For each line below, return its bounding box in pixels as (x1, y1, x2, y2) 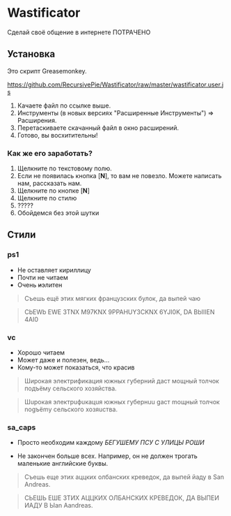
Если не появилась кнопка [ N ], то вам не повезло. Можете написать (17, 172, 222, 180)
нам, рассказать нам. (17, 179, 82, 188)
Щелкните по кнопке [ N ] (17, 186, 90, 195)
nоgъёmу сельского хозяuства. (24, 405, 118, 413)
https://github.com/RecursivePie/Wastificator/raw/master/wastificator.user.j (7, 80, 224, 89)
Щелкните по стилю (17, 194, 77, 202)
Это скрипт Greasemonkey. (7, 66, 87, 75)
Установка (7, 48, 56, 60)
